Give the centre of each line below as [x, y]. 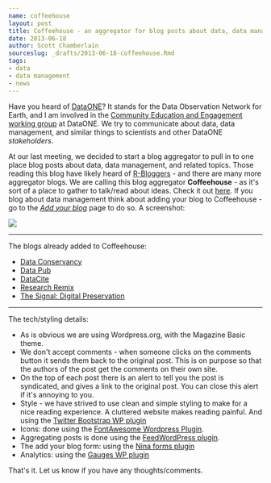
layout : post [30, 23]
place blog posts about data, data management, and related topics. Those [131, 164]
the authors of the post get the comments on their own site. [119, 368]
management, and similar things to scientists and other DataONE [116, 132]
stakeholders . [31, 140]
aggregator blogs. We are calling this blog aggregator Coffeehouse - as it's [134, 181]
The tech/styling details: [48, 319]
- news [19, 83]
